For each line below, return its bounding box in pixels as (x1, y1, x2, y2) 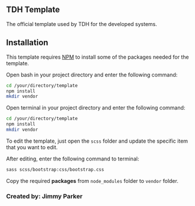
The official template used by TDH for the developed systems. (6, 20, 158, 27)
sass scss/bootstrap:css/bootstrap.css (6, 166, 105, 172)
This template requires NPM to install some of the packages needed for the (6, 53, 189, 60)
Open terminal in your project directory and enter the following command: (6, 104, 186, 111)
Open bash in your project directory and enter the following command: (6, 71, 178, 78)
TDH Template (6, 5, 60, 15)
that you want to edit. (6, 143, 58, 150)
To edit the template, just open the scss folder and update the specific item (6, 137, 188, 144)
